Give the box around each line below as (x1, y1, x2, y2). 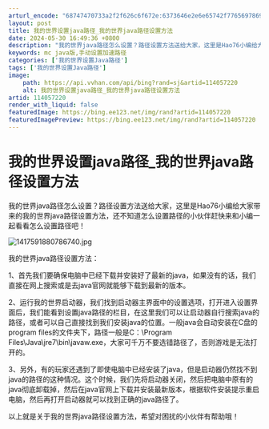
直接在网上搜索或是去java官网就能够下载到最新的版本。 (8, 280, 191, 290)
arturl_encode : (8, 11, 59, 20)
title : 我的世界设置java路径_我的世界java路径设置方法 (8, 26, 174, 34)
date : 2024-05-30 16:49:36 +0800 (8, 34, 120, 42)
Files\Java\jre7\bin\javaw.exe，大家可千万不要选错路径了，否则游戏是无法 (8, 337, 251, 347)
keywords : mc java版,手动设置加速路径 (8, 49, 126, 57)
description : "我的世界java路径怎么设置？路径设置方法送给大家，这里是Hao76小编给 (8, 42, 258, 50)
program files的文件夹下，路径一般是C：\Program (8, 327, 173, 337)
